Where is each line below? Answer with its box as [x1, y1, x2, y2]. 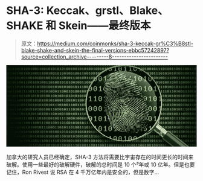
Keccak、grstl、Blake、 [46, 4, 169, 17]
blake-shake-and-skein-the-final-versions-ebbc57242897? [21, 46, 170, 54]
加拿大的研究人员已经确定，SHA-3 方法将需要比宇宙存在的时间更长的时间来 [6, 153, 194, 161]
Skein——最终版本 [58, 19, 151, 33]
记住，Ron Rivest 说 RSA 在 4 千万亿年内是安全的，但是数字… [6, 168, 159, 176]
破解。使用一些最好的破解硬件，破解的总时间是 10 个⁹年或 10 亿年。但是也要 [6, 161, 195, 168]
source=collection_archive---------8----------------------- [21, 53, 168, 60]
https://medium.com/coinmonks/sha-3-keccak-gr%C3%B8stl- [37, 40, 193, 47]
